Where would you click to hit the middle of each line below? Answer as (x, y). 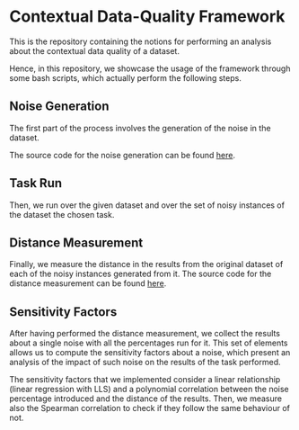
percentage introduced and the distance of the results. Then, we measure (146, 399)
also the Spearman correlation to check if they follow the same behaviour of (149, 408)
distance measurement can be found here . (88, 283)
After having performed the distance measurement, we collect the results (145, 334)
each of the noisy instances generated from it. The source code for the (141, 274)
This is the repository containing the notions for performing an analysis (141, 41)
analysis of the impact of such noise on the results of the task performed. (145, 363)
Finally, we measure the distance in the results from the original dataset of (146, 264)
